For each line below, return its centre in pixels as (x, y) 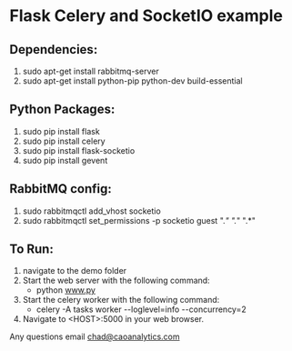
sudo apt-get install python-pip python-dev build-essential (132, 81)
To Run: (32, 250)
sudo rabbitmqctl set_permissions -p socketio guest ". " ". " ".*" (139, 220)
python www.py (65, 290)
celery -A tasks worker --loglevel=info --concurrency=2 (141, 309)
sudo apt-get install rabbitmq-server (91, 71)
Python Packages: (62, 110)
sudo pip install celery (64, 141)
